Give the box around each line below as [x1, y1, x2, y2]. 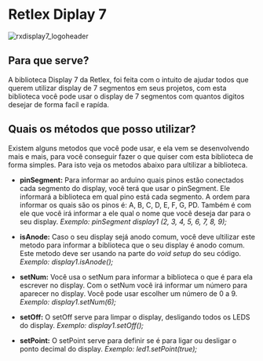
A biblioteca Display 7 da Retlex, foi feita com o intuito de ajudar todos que [8, 74, 249, 84]
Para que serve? [8, 54, 89, 67]
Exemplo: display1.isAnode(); [19, 257, 114, 266]
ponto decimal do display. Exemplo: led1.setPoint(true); [19, 344, 198, 353]
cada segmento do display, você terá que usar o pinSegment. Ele [19, 183, 230, 193]
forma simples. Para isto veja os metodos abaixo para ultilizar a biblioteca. [8, 160, 248, 169]
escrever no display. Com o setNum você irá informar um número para [19, 280, 248, 290]
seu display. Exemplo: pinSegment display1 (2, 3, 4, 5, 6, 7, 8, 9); [19, 217, 228, 226]
